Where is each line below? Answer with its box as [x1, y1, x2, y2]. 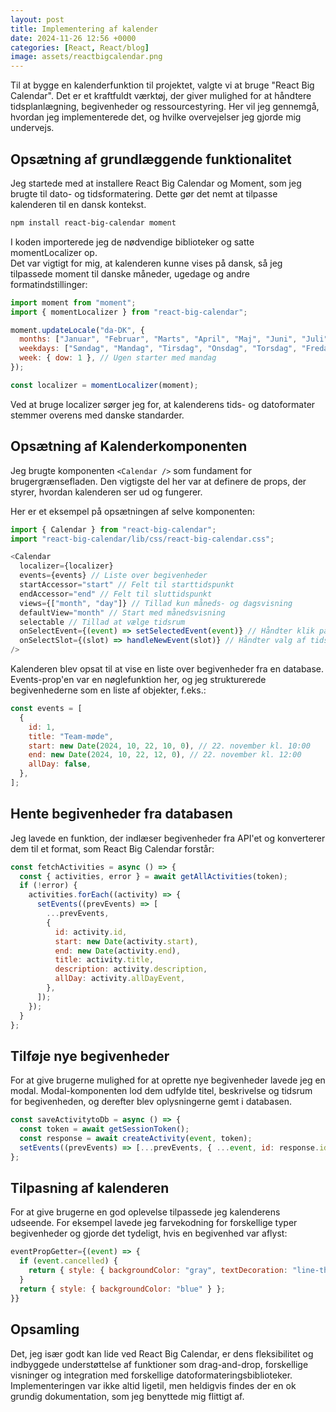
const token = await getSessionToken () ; [19, 1124, 190, 1135]
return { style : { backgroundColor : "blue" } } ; [19, 1284, 226, 1294]
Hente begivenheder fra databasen [10, 806, 233, 823]
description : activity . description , [54, 964, 208, 975]
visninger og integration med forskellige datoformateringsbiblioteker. [10, 1369, 293, 1381]
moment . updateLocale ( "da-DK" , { [10, 325, 145, 335]
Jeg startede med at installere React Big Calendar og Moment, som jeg [10, 177, 302, 189]
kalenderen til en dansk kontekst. [10, 198, 147, 210]
